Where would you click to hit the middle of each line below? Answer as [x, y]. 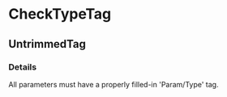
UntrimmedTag [47, 44]
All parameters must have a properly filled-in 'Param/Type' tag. [113, 84]
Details [23, 67]
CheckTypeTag [60, 14]
